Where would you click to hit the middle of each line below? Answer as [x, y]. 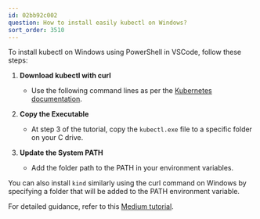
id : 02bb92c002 [33, 15]
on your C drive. [57, 138]
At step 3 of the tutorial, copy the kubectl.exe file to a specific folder [142, 129]
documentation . [56, 99]
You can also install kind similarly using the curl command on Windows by [127, 183]
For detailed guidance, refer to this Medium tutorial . [91, 206]
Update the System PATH [61, 153]
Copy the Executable [54, 114]
